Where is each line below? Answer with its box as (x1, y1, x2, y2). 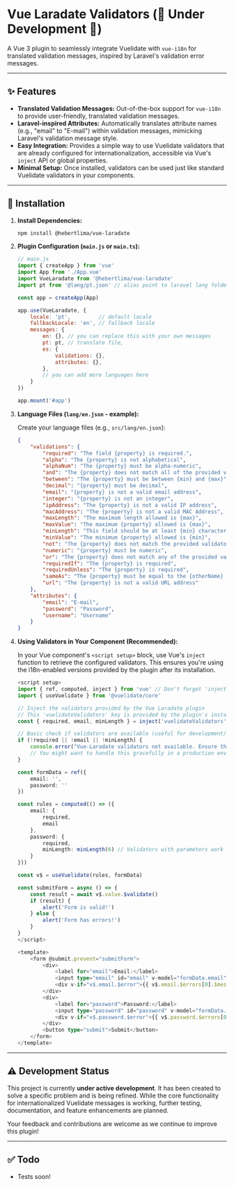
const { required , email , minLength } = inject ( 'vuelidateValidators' (17, 717, 227, 724)
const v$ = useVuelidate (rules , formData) (17, 872, 143, 879)
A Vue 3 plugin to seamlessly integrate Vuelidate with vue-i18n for (7, 44, 197, 52)
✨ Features (7, 86, 56, 98)
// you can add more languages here (42, 372, 149, 379)
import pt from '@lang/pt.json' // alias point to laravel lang (17, 282, 208, 289)
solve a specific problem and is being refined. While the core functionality (7, 1091, 219, 1100)
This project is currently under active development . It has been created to (7, 1084, 221, 1092)
